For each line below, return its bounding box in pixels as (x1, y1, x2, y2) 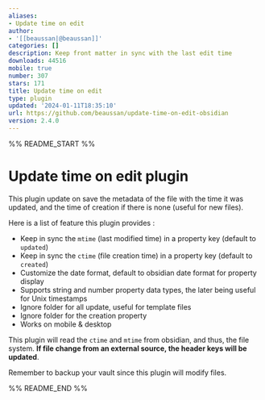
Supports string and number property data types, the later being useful (19, 285, 256, 294)
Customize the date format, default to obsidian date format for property (19, 268, 258, 277)
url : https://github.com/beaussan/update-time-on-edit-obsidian (8, 110, 229, 118)
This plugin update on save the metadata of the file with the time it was (8, 194, 244, 203)
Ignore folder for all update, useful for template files (19, 302, 192, 311)
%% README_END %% (8, 383, 89, 393)
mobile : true (8, 65, 52, 73)
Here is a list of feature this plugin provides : (8, 218, 155, 227)
